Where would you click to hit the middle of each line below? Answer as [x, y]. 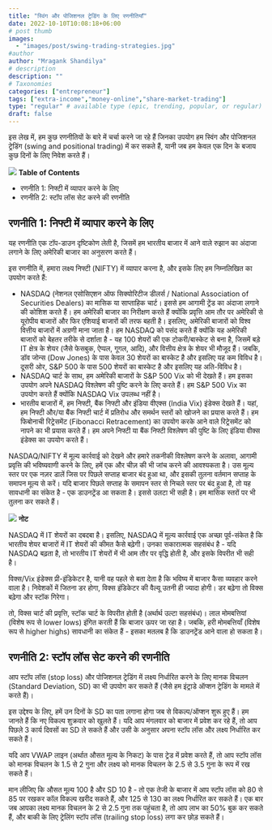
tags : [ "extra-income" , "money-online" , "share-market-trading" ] [117, 99]
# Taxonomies [30, 84]
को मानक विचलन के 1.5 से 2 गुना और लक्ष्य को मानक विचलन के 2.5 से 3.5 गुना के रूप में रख [129, 764]
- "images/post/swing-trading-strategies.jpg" [96, 46]
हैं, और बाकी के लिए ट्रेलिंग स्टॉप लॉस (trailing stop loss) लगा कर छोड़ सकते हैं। [117, 817]
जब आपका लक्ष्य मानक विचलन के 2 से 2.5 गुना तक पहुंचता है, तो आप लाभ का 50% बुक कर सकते [136, 807]
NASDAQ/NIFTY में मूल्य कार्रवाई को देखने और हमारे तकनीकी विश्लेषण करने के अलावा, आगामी [133, 456]
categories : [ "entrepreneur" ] [59, 91]
